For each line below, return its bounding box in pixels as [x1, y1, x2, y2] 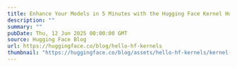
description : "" [7, 17, 55, 24]
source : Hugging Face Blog [7, 36, 87, 43]
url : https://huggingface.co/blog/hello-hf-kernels [7, 43, 162, 50]
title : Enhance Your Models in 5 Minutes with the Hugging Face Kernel [7, 10, 222, 17]
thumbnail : [7, 50, 39, 57]
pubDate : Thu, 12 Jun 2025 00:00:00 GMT [7, 29, 128, 37]
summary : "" [7, 23, 42, 30]
